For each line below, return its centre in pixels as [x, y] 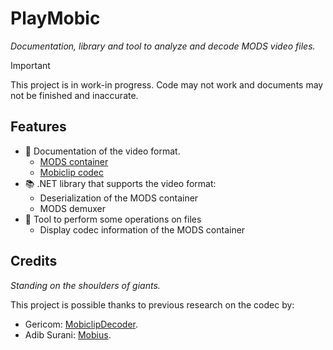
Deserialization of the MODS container [119, 198]
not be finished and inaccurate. [74, 95]
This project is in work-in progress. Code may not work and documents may [167, 84]
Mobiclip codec [72, 172]
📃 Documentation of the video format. [102, 151]
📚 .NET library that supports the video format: [120, 183]
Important [30, 65]
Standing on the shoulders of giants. [85, 285]
